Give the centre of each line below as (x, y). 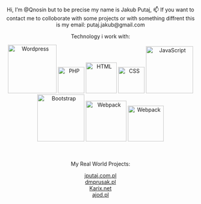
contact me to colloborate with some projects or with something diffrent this (100, 18)
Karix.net (100, 188)
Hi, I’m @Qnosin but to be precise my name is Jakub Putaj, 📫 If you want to (100, 10)
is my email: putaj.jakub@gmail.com (100, 25)
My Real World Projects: (100, 164)
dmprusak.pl (100, 182)
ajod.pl (100, 195)
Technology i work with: (100, 36)
